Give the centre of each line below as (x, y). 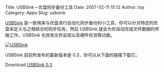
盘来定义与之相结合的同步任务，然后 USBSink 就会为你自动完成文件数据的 (80, 29)
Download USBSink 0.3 (29, 65)
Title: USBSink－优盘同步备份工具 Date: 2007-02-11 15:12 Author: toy (75, 7)
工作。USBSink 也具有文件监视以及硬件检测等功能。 (62, 35)
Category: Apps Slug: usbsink (35, 13)
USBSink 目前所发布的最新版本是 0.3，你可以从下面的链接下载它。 (72, 55)
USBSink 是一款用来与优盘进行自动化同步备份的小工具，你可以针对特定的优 (82, 23)
